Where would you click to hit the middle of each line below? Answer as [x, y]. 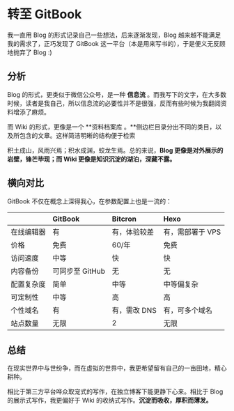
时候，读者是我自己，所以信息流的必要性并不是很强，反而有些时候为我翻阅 [114, 103]
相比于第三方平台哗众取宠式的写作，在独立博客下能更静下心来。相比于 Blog [115, 391]
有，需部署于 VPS [192, 232]
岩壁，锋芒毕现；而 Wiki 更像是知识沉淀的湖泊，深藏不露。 [92, 159]
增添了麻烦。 [31, 111]
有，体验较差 [133, 232]
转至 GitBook [45, 14]
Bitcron [124, 219]
